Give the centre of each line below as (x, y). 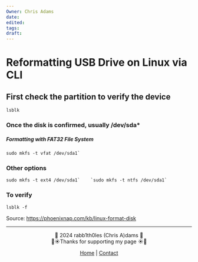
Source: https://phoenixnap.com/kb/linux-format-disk (71, 218)
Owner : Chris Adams (30, 11)
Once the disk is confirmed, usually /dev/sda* (73, 125)
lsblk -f (17, 207)
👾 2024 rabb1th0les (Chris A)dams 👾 (99, 235)
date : (13, 17)
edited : (16, 22)
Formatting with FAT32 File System (50, 139)
